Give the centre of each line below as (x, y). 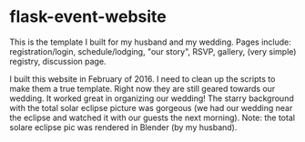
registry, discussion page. (58, 61)
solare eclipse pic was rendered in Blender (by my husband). (123, 127)
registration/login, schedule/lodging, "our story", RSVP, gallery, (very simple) (153, 51)
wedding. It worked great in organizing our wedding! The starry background (152, 98)
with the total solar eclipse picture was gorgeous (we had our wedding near (151, 107)
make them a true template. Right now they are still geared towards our (142, 88)
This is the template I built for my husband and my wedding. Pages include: (150, 42)
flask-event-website (88, 17)
